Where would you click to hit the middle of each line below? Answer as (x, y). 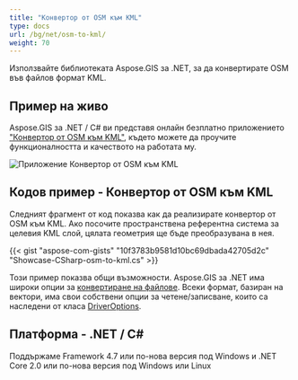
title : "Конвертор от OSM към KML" (76, 18)
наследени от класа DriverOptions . (75, 305)
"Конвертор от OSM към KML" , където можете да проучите (123, 137)
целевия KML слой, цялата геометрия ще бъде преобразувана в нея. (142, 233)
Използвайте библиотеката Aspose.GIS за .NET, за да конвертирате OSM (149, 68)
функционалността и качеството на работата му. (103, 147)
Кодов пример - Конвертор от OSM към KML (141, 193)
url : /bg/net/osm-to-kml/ (57, 34)
